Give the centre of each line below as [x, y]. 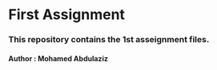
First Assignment [67, 15]
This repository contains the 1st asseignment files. [109, 40]
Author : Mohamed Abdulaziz [58, 58]
